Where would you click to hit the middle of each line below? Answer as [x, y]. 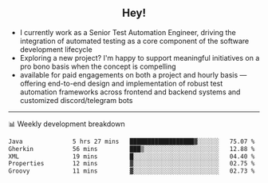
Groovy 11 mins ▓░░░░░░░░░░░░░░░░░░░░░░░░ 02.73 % [132, 171]
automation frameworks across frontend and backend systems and [130, 92]
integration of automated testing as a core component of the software [134, 41]
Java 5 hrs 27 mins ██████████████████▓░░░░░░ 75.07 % [132, 141]
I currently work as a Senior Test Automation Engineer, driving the [128, 32]
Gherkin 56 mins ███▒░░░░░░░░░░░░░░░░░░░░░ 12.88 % [132, 149]
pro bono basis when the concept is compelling [98, 66]
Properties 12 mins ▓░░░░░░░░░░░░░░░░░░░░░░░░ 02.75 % [132, 164]
